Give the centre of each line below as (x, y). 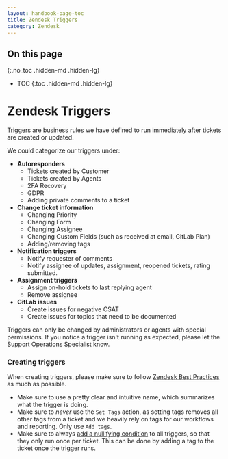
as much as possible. (37, 384)
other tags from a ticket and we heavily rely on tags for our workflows (115, 419)
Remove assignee (52, 295)
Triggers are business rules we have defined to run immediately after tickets (114, 130)
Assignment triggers (47, 280)
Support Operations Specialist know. (59, 344)
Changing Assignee (55, 229)
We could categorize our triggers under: (64, 150)
